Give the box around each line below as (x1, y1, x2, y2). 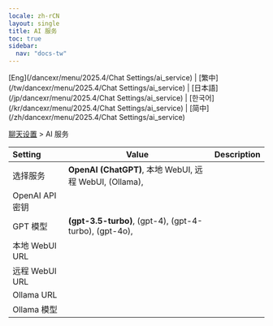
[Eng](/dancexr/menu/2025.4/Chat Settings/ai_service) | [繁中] (8, 73, 219, 82)
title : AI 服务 (8, 27, 58, 35)
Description (214, 149, 261, 160)
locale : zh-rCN (8, 11, 60, 20)
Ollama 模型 (12, 304, 58, 315)
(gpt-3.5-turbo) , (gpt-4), (67, 216, 169, 226)
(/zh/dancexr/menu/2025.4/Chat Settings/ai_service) (8, 113, 185, 122)
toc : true (8, 34, 42, 43)
